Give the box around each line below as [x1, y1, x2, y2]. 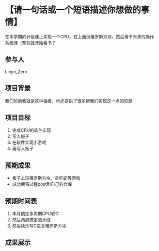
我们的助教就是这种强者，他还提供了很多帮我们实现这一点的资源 [5, 98, 132, 104]
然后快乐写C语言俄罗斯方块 [12, 223, 67, 229]
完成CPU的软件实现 [12, 127, 51, 133]
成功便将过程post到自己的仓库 [12, 181, 72, 187]
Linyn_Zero [5, 69, 28, 75]
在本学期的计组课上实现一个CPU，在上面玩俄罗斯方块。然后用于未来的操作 [5, 34, 154, 39]
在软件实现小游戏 [12, 139, 47, 145]
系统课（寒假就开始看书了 [5, 39, 56, 45]
